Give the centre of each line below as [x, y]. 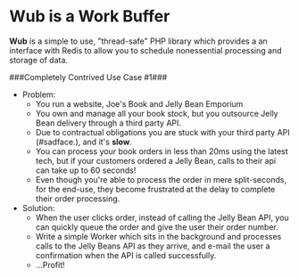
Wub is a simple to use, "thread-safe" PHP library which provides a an [138, 41]
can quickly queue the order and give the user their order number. [157, 227]
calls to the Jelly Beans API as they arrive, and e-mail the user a [153, 246]
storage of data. [39, 60]
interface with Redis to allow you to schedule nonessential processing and [145, 50]
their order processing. [78, 199]
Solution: [38, 208]
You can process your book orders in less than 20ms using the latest [162, 151]
